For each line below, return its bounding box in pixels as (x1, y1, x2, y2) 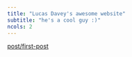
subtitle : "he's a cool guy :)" (7, 17, 101, 24)
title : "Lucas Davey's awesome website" (7, 10, 126, 17)
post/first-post (7, 42, 49, 51)
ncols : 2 (7, 23, 33, 30)
